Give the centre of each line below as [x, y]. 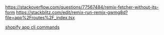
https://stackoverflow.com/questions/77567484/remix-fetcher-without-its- [82, 7]
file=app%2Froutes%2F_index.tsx [40, 17]
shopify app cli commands [32, 27]
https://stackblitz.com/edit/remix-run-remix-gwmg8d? [72, 12]
